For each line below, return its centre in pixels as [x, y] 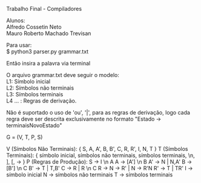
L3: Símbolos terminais [35, 94]
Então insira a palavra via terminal [48, 63]
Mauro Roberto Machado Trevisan [49, 33]
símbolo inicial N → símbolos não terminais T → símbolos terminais [90, 175]
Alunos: [16, 20]
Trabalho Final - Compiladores [44, 9]
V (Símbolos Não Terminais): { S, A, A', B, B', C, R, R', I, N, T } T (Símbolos [97, 149]
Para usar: [19, 45]
